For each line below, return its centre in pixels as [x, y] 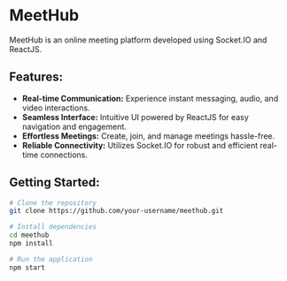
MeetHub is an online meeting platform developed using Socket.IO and [138, 40]
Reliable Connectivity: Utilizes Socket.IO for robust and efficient [140, 145]
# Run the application [51, 259]
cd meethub [29, 235]
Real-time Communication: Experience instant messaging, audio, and [150, 98]
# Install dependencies [53, 227]
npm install [31, 244]
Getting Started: [54, 182]
